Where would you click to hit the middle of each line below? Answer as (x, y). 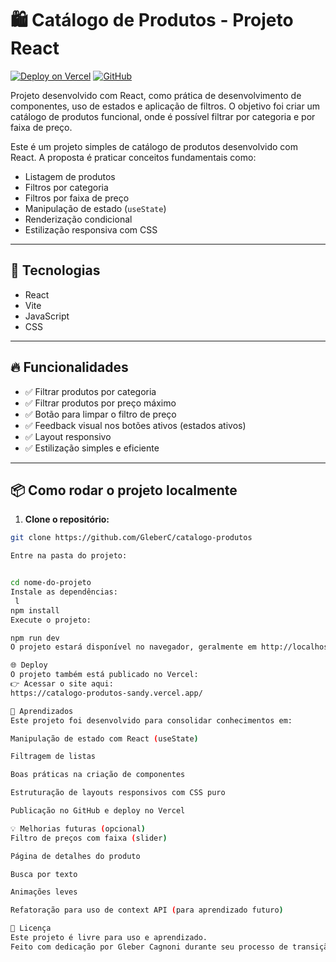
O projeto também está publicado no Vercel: (104, 675)
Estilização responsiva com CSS (91, 229)
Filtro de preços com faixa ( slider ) (89, 838)
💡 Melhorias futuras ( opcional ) (78, 828)
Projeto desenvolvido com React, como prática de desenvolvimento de (156, 95)
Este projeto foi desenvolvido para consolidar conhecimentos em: (151, 720)
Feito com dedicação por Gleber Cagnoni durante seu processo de (149, 947)
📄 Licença (31, 928)
